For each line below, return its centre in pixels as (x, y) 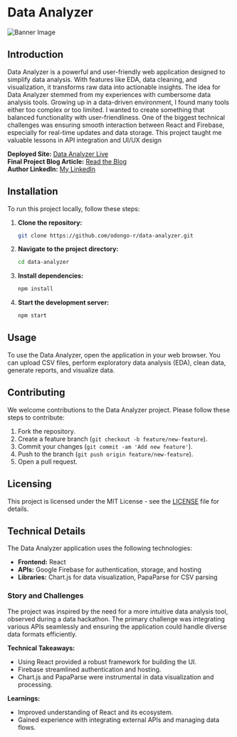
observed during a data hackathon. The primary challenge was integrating (116, 619)
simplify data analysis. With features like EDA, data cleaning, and (102, 79)
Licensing (30, 484)
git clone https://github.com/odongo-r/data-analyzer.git (105, 235)
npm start (32, 316)
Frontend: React (42, 562)
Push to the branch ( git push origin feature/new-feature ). (105, 454)
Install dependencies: (51, 276)
